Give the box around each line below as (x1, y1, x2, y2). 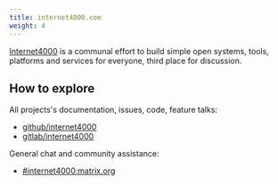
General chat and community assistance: (9, 149, 159, 159)
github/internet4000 (21, 122, 97, 133)
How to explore (9, 81, 95, 96)
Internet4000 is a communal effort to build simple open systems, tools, (9, 45, 269, 56)
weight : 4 (9, 21, 46, 30)
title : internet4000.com (9, 12, 102, 22)
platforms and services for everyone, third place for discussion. (9, 55, 242, 66)
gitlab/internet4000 (21, 131, 94, 142)
